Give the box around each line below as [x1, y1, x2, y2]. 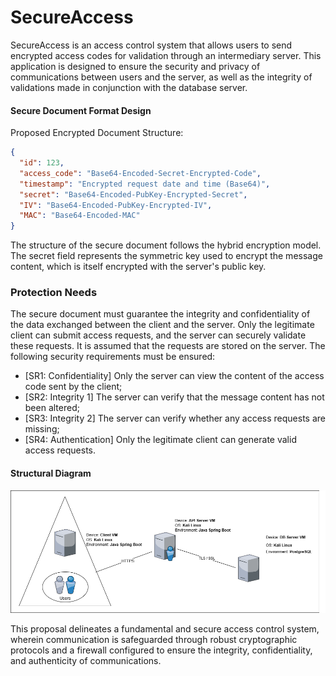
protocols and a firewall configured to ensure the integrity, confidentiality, [10, 644, 313, 656]
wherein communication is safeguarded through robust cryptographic [10, 633, 298, 645]
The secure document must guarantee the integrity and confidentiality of [10, 308, 311, 320]
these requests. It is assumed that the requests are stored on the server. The [10, 340, 326, 352]
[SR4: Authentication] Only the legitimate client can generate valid [24, 434, 297, 446]
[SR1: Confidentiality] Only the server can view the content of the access [24, 370, 325, 382]
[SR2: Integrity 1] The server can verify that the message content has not [24, 391, 325, 403]
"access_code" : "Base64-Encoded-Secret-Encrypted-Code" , [19, 168, 262, 178]
